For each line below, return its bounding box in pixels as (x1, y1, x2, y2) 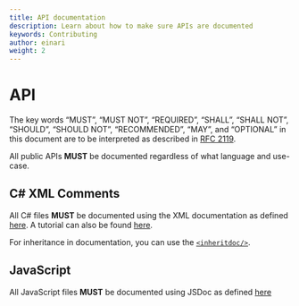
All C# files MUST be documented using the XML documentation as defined (9, 209, 288, 220)
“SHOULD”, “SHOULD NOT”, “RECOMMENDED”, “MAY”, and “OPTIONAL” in (9, 124, 287, 135)
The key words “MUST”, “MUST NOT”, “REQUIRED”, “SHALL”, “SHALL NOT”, (9, 115, 289, 125)
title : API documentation (9, 13, 105, 22)
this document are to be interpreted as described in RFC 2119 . (9, 133, 237, 144)
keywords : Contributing (9, 30, 98, 38)
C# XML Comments (9, 186, 120, 201)
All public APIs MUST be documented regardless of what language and (9, 151, 271, 162)
